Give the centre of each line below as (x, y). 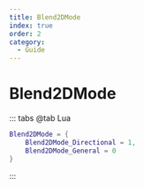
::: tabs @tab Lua (40, 118)
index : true (31, 26)
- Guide (31, 50)
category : (27, 42)
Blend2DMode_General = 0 (71, 151)
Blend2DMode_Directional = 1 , (81, 142)
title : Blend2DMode (45, 17)
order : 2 (25, 34)
